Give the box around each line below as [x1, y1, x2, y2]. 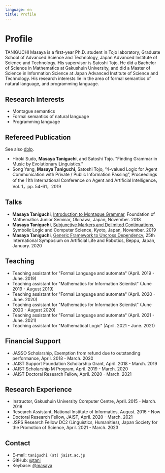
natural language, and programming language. [5, 81, 99, 87]
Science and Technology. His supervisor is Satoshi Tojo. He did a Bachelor [5, 60, 157, 66]
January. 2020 [12, 242, 42, 248]
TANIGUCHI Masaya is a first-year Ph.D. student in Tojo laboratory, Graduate [5, 49, 161, 55]
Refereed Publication [5, 133, 71, 141]
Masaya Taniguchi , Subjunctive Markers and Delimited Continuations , [12, 222, 155, 228]
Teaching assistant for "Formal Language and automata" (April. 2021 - [12, 312, 155, 318]
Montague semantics [12, 108, 55, 114]
